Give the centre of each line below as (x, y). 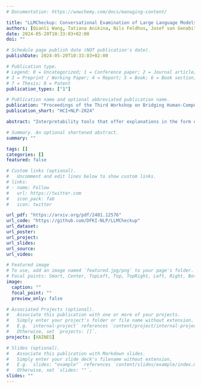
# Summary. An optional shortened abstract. (63, 133)
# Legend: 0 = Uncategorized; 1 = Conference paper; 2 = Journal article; (101, 72)
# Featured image (28, 265)
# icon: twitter (29, 204)
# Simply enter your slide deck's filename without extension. (89, 359)
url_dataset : (22, 226)
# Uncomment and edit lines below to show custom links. (81, 177)
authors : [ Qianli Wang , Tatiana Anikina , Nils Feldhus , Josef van (91, 28)
